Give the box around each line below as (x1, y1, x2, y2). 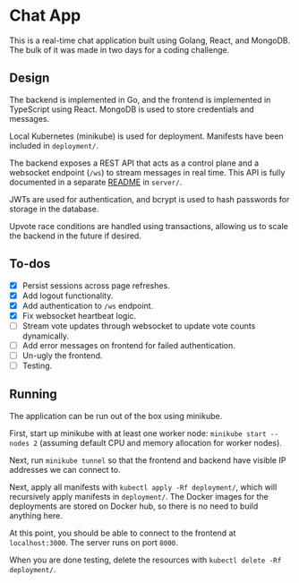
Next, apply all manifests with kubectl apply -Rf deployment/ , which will (9, 481, 278, 493)
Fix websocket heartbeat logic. (21, 310, 137, 321)
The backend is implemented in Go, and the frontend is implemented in (9, 94, 271, 105)
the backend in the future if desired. (9, 230, 141, 241)
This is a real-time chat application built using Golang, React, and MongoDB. (9, 35, 291, 46)
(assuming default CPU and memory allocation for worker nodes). (39, 437, 282, 448)
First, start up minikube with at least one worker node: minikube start (9, 427, 267, 439)
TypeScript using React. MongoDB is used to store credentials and (9, 104, 255, 115)
